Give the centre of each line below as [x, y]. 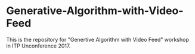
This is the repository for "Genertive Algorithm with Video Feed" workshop [97, 39]
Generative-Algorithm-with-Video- [95, 11]
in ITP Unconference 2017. [38, 46]
